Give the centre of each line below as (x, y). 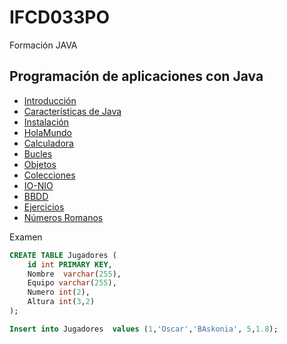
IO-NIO (38, 185)
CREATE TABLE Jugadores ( (63, 255)
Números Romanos (63, 217)
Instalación (46, 122)
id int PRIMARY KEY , (70, 264)
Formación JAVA (43, 45)
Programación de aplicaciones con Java (136, 76)
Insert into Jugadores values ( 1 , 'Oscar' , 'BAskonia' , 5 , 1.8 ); (144, 329)
